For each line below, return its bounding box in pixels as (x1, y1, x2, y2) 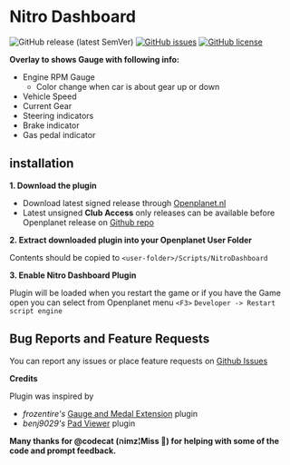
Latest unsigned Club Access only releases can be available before (22, 207, 275, 218)
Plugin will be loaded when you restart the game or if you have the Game (9, 287, 281, 298)
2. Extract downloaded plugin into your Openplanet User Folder (9, 234, 252, 245)
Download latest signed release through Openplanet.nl (22, 197, 227, 208)
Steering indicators (22, 110, 94, 121)
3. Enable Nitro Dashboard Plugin (9, 270, 137, 281)
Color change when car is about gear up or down (35, 81, 220, 92)
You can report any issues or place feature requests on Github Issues (9, 355, 268, 366)
